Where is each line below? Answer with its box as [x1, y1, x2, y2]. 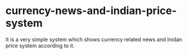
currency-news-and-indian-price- [5, 4, 177, 18]
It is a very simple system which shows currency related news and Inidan [5, 36, 183, 43]
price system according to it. [5, 42, 75, 49]
